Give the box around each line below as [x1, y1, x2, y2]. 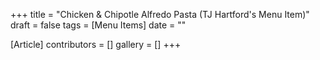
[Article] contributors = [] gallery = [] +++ [10, 39, 182, 50]
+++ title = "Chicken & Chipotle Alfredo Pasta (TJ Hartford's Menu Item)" [10, 9, 310, 20]
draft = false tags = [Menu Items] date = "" [10, 19, 187, 31]
